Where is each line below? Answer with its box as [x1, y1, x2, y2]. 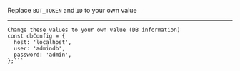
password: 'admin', [14, 51, 72, 58]
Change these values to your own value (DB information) [7, 26, 181, 33]
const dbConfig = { [7, 33, 66, 40]
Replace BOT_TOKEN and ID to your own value [7, 6, 137, 14]
